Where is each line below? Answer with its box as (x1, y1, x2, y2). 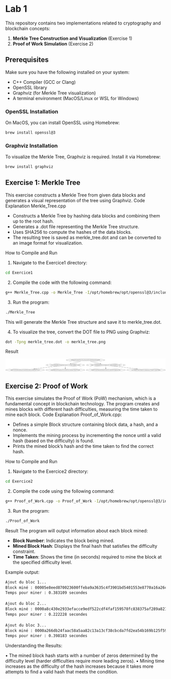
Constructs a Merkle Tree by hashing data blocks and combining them (12, 212, 160, 219)
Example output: (5, 569, 40, 575)
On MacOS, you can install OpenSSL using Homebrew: (5, 119, 120, 126)
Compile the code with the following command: (12, 279, 112, 285)
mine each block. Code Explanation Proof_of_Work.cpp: (5, 411, 122, 418)
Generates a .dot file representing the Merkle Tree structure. (12, 223, 139, 230)
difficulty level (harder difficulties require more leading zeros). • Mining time (5, 658, 164, 664)
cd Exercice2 (5, 479, 33, 484)
